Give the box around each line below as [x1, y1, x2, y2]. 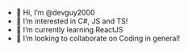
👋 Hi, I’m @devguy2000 [15, 8, 95, 17]
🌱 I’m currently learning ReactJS [15, 25, 123, 34]
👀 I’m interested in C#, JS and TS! [15, 16, 128, 26]
